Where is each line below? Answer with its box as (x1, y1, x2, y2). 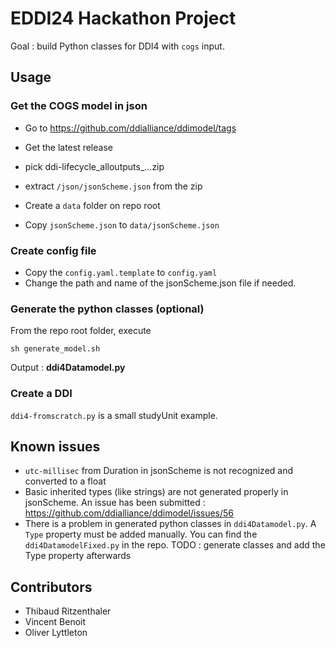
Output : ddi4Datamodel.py (10, 362, 126, 374)
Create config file (10, 243, 97, 257)
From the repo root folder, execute (10, 325, 152, 337)
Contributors (10, 578, 93, 596)
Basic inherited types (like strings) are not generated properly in (24, 486, 289, 498)
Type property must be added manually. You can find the (24, 528, 258, 541)
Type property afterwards (24, 550, 132, 562)
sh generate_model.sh (10, 344, 101, 354)
